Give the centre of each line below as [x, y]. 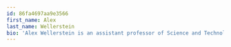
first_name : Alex [31, 20]
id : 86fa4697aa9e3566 [38, 13]
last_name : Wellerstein [41, 26]
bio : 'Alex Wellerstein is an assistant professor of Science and [104, 33]
